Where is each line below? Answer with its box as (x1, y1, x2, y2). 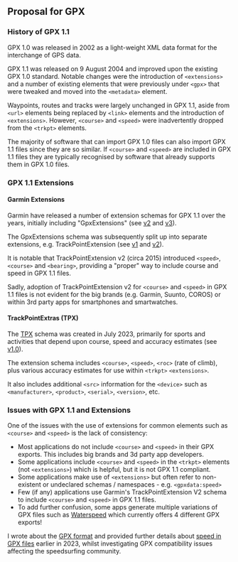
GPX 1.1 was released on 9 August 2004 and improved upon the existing (7, 64, 218, 73)
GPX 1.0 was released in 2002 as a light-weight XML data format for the (7, 43, 217, 52)
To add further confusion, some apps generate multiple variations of (17, 503, 218, 512)
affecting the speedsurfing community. (7, 547, 121, 556)
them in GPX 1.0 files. (7, 160, 70, 168)
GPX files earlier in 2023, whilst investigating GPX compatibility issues (7, 539, 213, 548)
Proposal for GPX (7, 6, 85, 18)
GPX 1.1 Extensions (7, 178, 75, 188)
